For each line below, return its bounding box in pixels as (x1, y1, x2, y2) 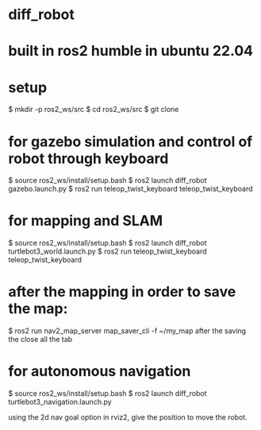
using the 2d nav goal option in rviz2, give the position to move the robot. (8, 413, 248, 422)
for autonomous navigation (8, 362, 191, 381)
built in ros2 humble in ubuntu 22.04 (8, 42, 254, 60)
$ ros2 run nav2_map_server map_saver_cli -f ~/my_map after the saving (8, 326, 247, 335)
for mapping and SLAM (8, 212, 163, 230)
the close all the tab (8, 335, 73, 344)
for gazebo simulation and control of (8, 133, 253, 150)
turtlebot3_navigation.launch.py (8, 397, 113, 407)
